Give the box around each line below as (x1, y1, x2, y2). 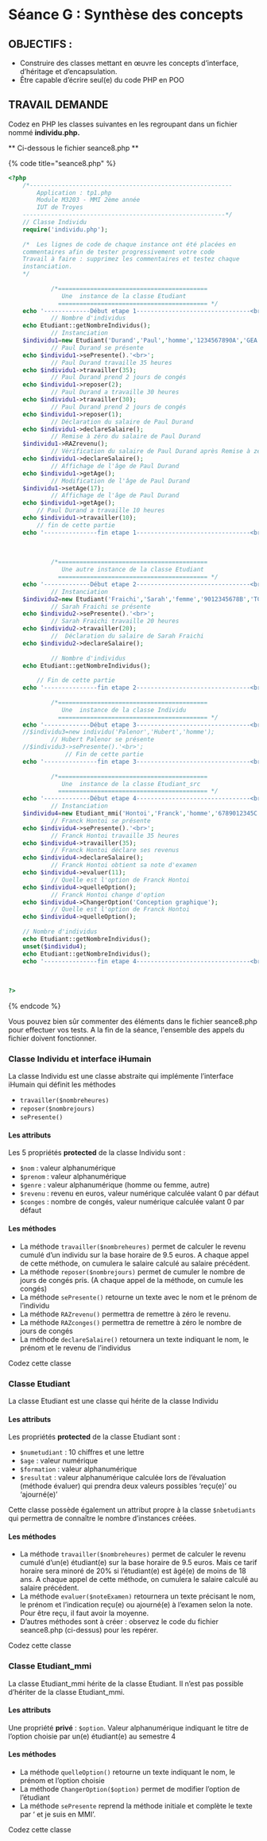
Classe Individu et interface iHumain (8, 1053, 152, 1064)
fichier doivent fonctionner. (8, 1033, 97, 1043)
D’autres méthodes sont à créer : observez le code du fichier (19, 1617, 219, 1626)
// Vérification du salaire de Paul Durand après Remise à (50, 448, 250, 455)
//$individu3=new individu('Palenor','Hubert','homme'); (22, 728, 215, 736)
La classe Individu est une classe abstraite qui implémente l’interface (8, 1072, 234, 1081)
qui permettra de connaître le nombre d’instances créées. (8, 1513, 197, 1523)
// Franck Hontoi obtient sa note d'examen (50, 861, 197, 870)
